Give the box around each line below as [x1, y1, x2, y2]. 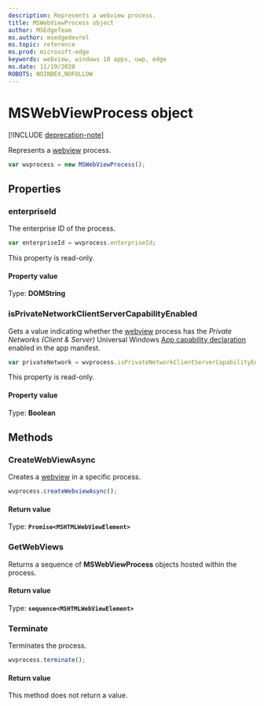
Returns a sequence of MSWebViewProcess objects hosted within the [8, 560, 237, 569]
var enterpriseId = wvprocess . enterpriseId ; [8, 239, 156, 247]
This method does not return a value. [8, 690, 128, 700]
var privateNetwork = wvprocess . [8, 358, 118, 366]
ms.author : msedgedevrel [8, 33, 90, 42]
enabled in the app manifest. [8, 343, 101, 353]
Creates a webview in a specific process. [8, 472, 141, 482]
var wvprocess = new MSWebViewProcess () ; [8, 161, 146, 168]
